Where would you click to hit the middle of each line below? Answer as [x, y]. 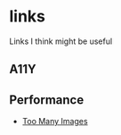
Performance [47, 100]
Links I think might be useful [61, 41]
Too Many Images [55, 122]
